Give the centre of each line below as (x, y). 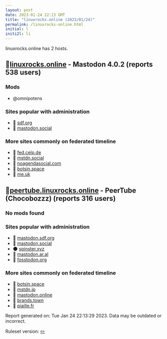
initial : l (17, 29)
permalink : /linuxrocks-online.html (44, 24)
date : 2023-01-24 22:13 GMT (35, 15)
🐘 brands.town (28, 301)
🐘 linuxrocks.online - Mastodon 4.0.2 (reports (79, 65)
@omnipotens (27, 98)
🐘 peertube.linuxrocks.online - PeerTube (71, 190)
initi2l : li (18, 34)
